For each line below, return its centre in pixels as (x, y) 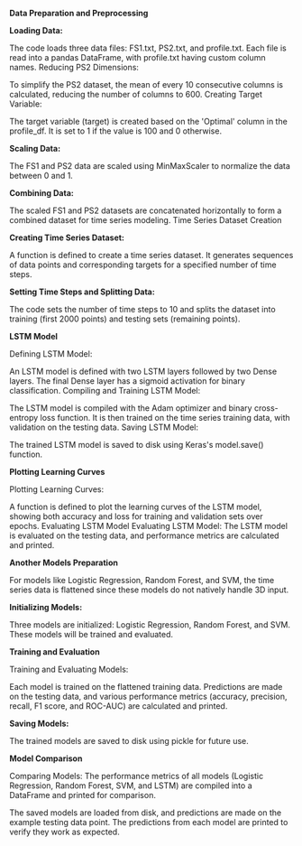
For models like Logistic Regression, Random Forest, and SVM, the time (142, 580)
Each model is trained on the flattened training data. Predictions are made (146, 687)
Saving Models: (39, 723)
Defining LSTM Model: (51, 354)
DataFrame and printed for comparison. (82, 795)
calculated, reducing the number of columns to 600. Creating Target (136, 94)
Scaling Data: (35, 149)
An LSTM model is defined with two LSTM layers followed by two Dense (143, 371)
